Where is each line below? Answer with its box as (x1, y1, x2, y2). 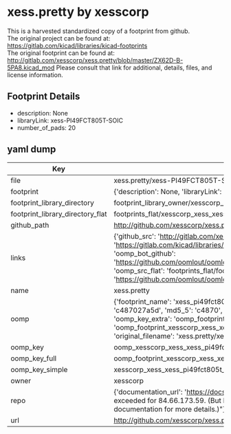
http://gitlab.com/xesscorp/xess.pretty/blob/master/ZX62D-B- (7, 56, 184, 64)
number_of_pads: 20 (16, 123, 76, 131)
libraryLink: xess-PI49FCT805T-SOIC (16, 116, 124, 124)
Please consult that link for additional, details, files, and (56, 63, 212, 72)
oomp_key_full (10, 354, 57, 363)
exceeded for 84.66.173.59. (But (113, 395, 221, 405)
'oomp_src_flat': (113, 265, 165, 275)
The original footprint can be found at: (7, 49, 115, 57)
